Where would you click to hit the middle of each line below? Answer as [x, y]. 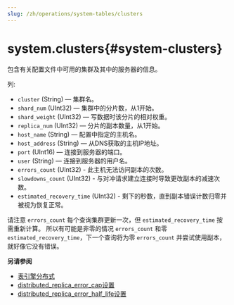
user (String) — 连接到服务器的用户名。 [74, 161]
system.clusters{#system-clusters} [115, 48]
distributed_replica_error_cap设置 [66, 285]
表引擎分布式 [36, 276]
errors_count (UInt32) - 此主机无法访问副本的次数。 [92, 169]
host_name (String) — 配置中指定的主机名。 [79, 134]
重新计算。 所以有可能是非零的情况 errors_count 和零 [90, 228]
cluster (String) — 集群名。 [58, 99]
